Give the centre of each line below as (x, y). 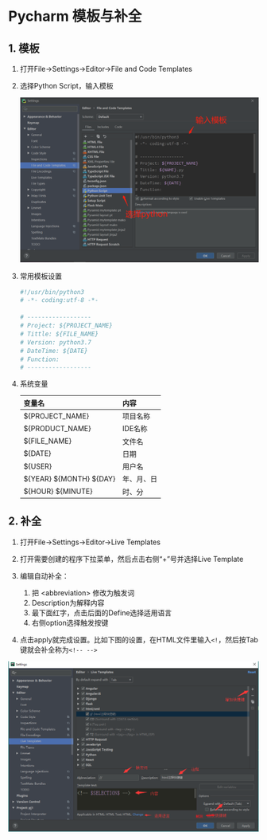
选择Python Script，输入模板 (66, 86)
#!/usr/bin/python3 (52, 292)
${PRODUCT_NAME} (57, 428)
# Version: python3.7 (55, 342)
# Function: (39, 359)
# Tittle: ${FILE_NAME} (59, 334)
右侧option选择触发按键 (70, 622)
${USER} (38, 466)
